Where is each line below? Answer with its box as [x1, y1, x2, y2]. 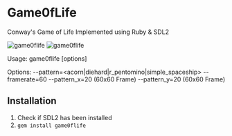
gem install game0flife [17, 122, 87, 129]
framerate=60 [7, 75, 47, 84]
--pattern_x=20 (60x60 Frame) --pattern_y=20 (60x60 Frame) [48, 75, 226, 84]
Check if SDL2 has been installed [17, 113, 112, 122]
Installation [7, 95, 57, 107]
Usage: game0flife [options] [7, 54, 87, 63]
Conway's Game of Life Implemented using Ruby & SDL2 [7, 28, 170, 36]
